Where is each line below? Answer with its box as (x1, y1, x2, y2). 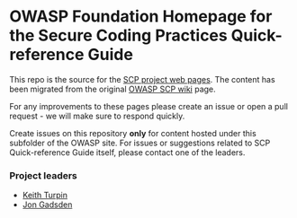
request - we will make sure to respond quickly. (9, 110, 185, 121)
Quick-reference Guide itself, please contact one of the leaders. (9, 146, 246, 158)
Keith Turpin (22, 190, 68, 201)
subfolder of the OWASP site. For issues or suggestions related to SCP (9, 137, 271, 148)
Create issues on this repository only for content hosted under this (9, 127, 256, 138)
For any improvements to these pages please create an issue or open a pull (9, 100, 288, 111)
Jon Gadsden (22, 199, 73, 210)
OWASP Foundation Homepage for (9, 6, 273, 27)
